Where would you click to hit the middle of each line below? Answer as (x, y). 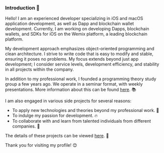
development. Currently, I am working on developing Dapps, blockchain (77, 29)
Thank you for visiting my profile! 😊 (41, 145)
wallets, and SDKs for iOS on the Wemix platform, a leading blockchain (76, 34)
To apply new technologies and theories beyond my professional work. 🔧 (86, 110)
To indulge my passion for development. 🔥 (55, 116)
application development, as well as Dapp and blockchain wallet (70, 23)
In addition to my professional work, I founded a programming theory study (81, 79)
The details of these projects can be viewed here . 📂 (57, 136)
